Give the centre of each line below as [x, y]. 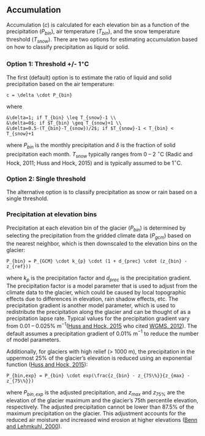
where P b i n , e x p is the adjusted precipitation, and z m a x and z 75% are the [95, 393]
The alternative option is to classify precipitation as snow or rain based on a [102, 192]
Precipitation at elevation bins [52, 214]
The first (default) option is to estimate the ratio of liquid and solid [89, 78]
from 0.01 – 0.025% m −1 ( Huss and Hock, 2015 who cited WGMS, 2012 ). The [102, 325]
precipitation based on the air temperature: [60, 84]
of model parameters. [34, 340]
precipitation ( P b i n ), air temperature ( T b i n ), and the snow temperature [93, 32]
